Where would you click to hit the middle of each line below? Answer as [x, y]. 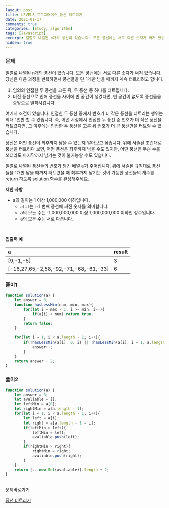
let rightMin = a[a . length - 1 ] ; [49, 409]
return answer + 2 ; [35, 361]
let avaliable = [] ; [36, 400]
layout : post [19, 10]
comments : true [21, 24]
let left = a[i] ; [41, 418]
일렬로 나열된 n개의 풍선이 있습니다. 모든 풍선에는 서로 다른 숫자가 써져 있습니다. [83, 73]
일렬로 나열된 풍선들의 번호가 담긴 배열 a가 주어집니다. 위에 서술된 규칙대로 [78, 166]
